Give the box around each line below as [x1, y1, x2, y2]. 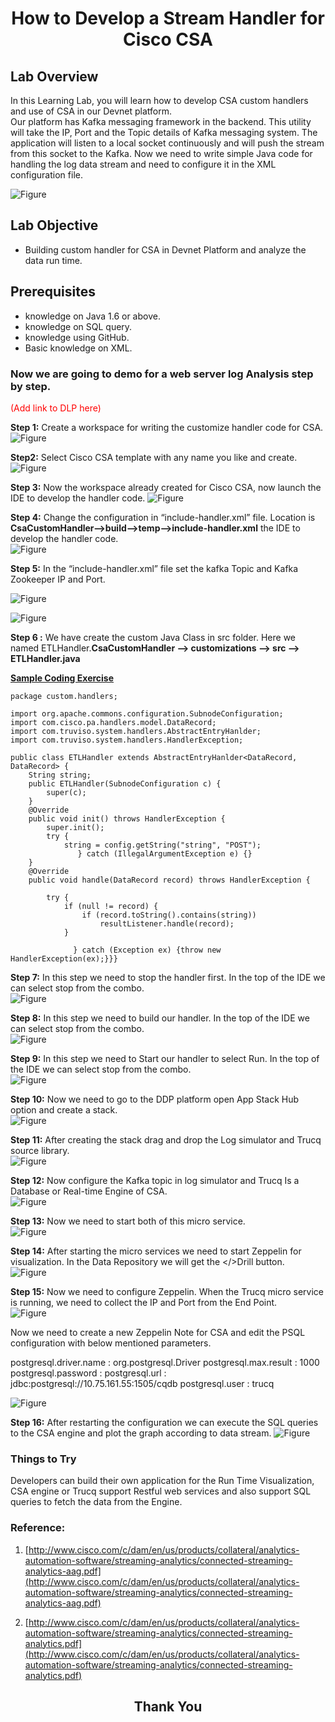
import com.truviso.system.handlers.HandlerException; [10, 735, 244, 745]
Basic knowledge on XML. [24, 342, 133, 354]
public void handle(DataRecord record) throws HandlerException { [28, 875, 311, 885]
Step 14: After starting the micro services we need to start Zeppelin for [10, 1245, 302, 1257]
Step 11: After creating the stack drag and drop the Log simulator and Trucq [10, 1133, 322, 1146]
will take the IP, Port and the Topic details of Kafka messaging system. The [10, 127, 318, 138]
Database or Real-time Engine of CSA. [10, 1185, 168, 1197]
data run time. [24, 254, 83, 266]
